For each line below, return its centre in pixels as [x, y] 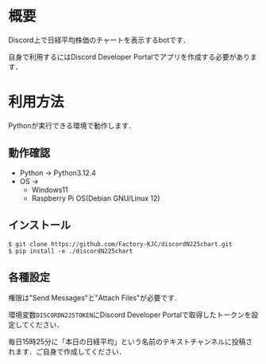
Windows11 [50, 190]
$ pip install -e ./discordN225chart [71, 251]
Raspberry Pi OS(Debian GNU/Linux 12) [96, 198]
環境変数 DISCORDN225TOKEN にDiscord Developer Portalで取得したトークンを [130, 315]
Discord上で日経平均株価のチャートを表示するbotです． [99, 40]
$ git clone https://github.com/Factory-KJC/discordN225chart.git [120, 244]
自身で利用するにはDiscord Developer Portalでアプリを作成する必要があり [129, 57]
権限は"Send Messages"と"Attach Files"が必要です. [93, 298]
